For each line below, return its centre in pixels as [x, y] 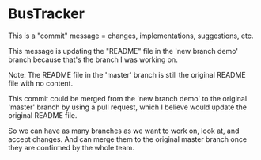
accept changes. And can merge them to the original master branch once [128, 139]
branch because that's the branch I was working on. [93, 59]
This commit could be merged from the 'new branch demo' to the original [128, 98]
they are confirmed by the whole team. [71, 147]
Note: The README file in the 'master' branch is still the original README [127, 74]
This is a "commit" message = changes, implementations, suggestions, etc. [131, 36]
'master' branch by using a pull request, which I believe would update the [128, 107]
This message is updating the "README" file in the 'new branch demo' [123, 51]
